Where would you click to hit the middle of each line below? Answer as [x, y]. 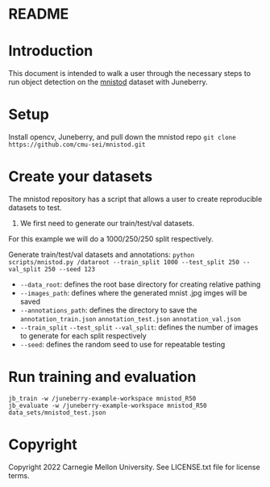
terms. [19, 475]
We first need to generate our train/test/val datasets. [107, 223]
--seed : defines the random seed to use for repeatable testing [123, 344]
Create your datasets [81, 176]
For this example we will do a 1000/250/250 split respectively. [111, 239]
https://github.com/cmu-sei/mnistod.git [77, 145]
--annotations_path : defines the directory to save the [108, 310]
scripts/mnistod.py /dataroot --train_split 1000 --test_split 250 [124, 262]
